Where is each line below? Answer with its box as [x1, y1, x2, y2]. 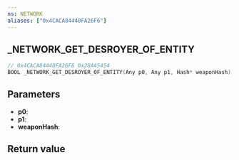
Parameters [7, 88, 61, 100]
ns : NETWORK [7, 10, 43, 18]
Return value [7, 143, 66, 155]
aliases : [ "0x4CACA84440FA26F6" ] [7, 17, 107, 24]
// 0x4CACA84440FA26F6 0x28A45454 [7, 62, 111, 70]
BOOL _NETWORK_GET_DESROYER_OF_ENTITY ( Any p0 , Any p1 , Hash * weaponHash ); [7, 69, 235, 76]
